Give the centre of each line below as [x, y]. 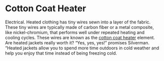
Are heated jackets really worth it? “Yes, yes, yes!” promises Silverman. [77, 42]
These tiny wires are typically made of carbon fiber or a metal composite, [80, 27]
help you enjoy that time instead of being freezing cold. [61, 53]
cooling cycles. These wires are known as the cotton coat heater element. [80, 38]
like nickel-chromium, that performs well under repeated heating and [75, 32]
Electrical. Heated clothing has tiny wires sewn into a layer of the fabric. [78, 22]
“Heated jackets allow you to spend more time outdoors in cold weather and [82, 48]
